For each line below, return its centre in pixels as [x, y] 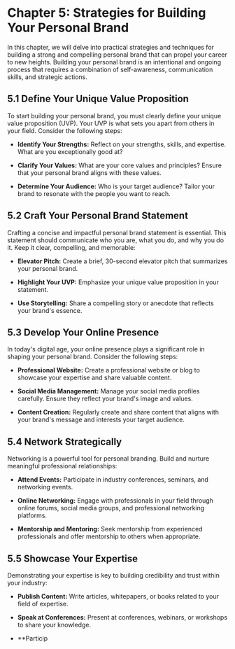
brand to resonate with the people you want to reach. [94, 193]
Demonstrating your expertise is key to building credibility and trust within [114, 575]
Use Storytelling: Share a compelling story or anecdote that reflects [116, 303]
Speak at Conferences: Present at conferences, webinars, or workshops [122, 617]
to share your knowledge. [54, 625]
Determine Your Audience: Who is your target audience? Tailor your [116, 186]
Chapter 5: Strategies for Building [107, 13]
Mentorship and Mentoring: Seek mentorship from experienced [110, 529]
